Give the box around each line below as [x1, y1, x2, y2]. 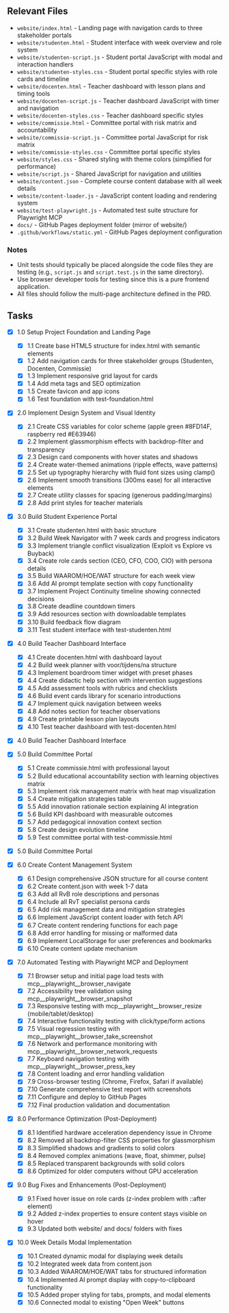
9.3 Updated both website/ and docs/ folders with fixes [27, 1224, 183, 1233]
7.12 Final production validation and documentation [27, 1101, 170, 1109]
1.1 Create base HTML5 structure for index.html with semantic [27, 341, 200, 349]
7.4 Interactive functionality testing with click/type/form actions [27, 1017, 206, 1025]
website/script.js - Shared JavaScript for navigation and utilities [16, 170, 202, 178]
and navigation [16, 104, 59, 112]
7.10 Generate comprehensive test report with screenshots [27, 1085, 191, 1093]
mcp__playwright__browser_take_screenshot [27, 1032, 153, 1041]
